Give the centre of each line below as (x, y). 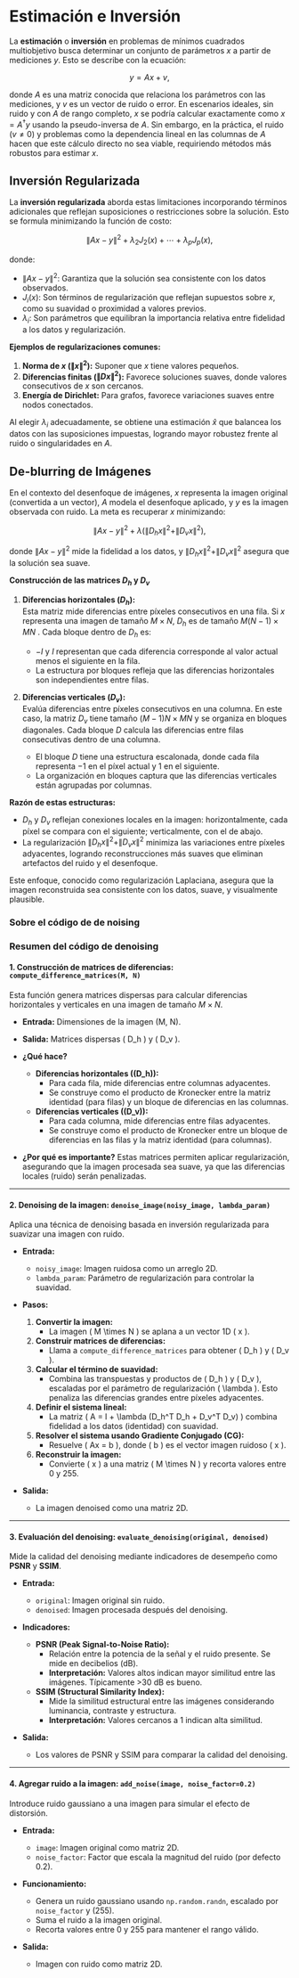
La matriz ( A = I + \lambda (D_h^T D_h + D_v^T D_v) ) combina (163, 1417)
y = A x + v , (149, 77)
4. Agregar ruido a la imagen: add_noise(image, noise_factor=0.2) (133, 1784)
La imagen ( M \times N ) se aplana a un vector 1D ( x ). (149, 1332)
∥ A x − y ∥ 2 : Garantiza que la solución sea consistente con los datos (144, 277)
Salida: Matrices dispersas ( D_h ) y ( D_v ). (101, 1039)
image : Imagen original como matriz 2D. (107, 1847)
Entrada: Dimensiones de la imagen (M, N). (101, 1022)
